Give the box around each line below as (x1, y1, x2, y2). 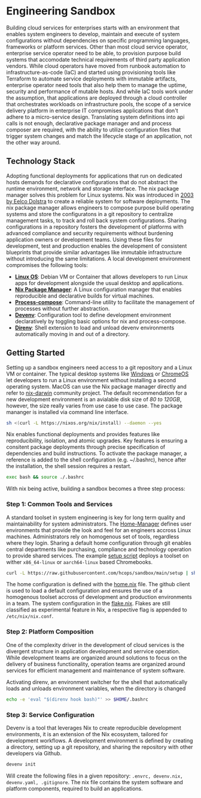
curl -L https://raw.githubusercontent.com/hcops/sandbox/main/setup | (6, 570, 188, 576)
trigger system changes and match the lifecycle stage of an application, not (6, 132, 193, 139)
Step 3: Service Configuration (6, 710, 95, 719)
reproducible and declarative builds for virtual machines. (14, 292, 154, 299)
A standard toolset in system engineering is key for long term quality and (6, 514, 185, 521)
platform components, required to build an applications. (6, 785, 144, 792)
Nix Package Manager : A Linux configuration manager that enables (14, 286, 182, 293)
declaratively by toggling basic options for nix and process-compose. (14, 317, 187, 325)
